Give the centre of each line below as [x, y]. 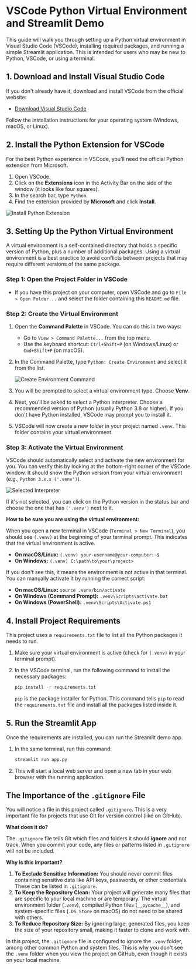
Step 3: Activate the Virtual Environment [65, 447]
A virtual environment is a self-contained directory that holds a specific [92, 246]
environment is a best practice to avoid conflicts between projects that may [97, 258]
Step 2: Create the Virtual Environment [62, 314]
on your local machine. [34, 960]
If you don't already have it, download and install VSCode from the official [95, 91]
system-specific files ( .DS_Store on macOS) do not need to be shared [99, 911]
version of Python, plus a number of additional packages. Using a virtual [93, 252]
